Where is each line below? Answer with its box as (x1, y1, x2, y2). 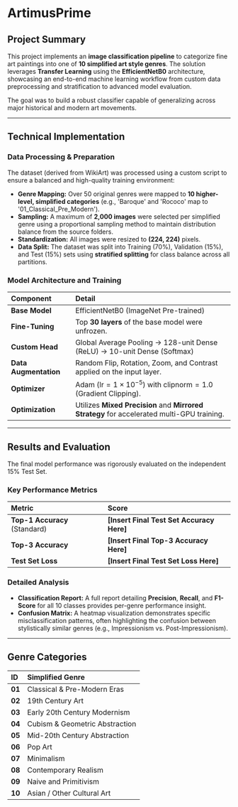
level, (17, 197, 35, 205)
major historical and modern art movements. (7, 104, 137, 112)
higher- (195, 190, 219, 198)
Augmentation (11, 367, 61, 377)
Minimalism (27, 753, 65, 763)
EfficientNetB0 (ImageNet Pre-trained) (75, 305, 205, 315)
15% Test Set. (7, 467, 47, 476)
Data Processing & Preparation (7, 152, 115, 162)
